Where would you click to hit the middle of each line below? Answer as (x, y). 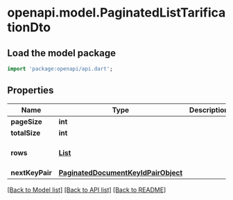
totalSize (26, 133)
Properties (31, 90)
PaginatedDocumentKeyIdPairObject (121, 172)
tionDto (29, 27)
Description (209, 110)
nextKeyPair (31, 172)
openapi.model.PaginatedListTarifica (116, 13)
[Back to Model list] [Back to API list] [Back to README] (87, 190)
